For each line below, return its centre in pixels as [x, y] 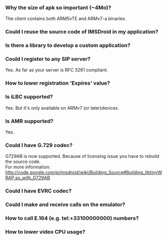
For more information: [28, 167]
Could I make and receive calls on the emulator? [65, 204]
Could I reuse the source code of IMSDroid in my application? [82, 32]
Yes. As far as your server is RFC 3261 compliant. [57, 70]
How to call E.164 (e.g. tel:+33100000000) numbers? [72, 218]
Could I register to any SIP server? [48, 59]
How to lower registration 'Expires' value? [58, 83]
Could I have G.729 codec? [39, 145]
